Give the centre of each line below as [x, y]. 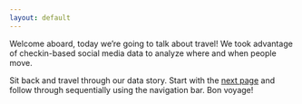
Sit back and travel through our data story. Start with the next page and [142, 80]
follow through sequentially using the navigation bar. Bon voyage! [132, 90]
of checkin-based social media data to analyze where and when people [143, 53]
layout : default [40, 18]
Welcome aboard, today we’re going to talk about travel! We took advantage [151, 43]
